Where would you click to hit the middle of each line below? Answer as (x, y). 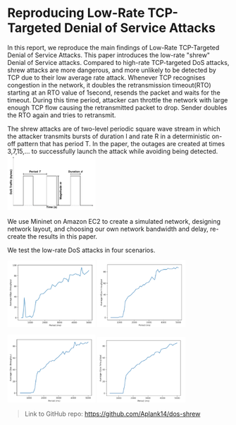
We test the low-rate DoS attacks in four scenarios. (81, 250)
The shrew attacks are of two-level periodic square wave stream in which (114, 128)
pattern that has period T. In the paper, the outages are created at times (121, 143)
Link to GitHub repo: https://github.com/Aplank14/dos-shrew (112, 414)
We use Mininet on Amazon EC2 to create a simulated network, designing (114, 222)
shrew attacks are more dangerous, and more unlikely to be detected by (112, 70)
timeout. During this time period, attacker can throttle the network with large (118, 100)
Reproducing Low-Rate (76, 13)
